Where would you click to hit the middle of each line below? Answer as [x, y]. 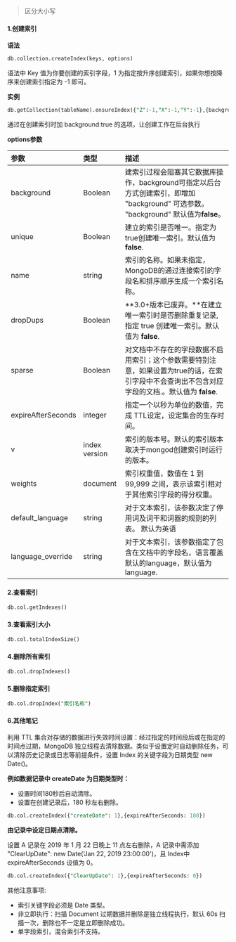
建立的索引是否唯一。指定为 [170, 227]
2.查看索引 [23, 592]
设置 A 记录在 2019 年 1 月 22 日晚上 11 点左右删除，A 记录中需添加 [103, 845]
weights [24, 483]
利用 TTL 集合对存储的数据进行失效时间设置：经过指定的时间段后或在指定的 [116, 737]
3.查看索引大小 [29, 624]
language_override [41, 556]
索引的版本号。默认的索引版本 [174, 439]
